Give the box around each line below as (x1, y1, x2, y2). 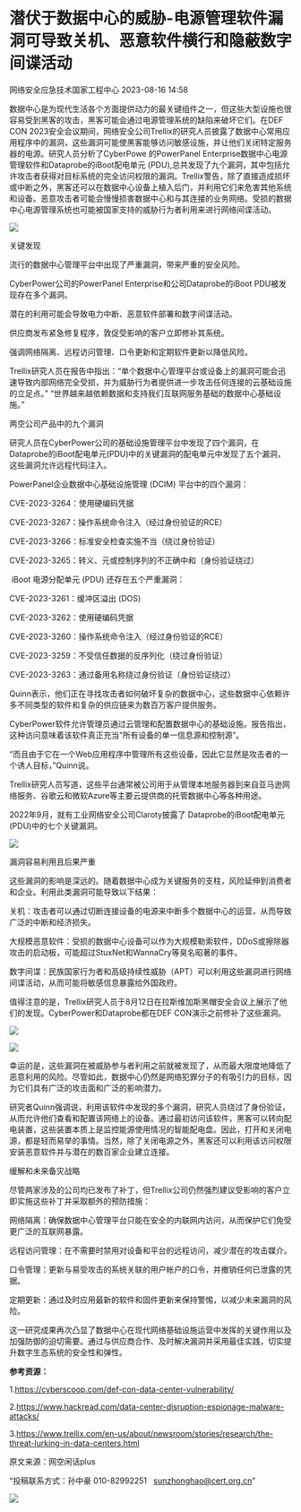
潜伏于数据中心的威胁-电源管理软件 (9, 8, 269, 29)
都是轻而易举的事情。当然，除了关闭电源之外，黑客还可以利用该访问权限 (24, 1135, 292, 1145)
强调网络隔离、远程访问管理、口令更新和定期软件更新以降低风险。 (9, 346, 253, 357)
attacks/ (9, 1411, 40, 1421)
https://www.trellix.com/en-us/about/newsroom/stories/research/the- (16, 1428, 274, 1439)
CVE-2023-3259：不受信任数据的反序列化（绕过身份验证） (9, 650, 228, 661)
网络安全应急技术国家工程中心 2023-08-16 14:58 (9, 84, 188, 95)
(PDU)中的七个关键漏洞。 (9, 820, 103, 831)
